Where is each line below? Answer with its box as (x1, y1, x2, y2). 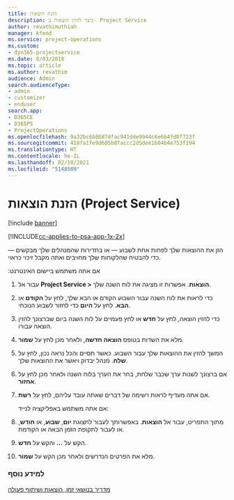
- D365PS (8, 120, 33, 127)
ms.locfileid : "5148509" (8, 165, 80, 173)
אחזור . (17, 377, 37, 385)
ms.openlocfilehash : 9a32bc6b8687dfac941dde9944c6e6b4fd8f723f (8, 133, 196, 140)
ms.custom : (8, 42, 40, 49)
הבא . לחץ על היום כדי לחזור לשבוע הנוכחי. (17, 301, 131, 309)
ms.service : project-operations (8, 36, 102, 43)
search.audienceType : (8, 81, 71, 88)
